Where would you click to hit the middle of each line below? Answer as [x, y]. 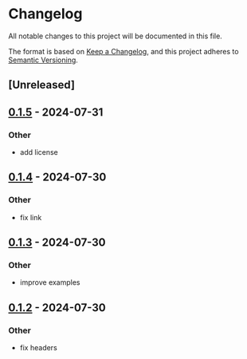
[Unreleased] [42, 85]
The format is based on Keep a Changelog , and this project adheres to [123, 51]
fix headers [38, 348]
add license [39, 152]
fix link [31, 217]
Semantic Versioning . [43, 60]
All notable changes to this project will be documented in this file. [116, 36]
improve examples [50, 282]
